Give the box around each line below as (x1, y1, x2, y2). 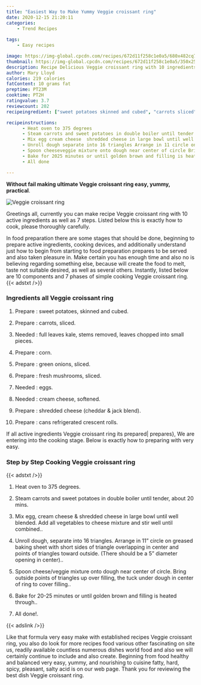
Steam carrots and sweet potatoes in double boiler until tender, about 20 (14, 495, 194, 502)
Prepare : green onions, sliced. (14, 360, 91, 368)
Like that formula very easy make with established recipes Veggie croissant (6, 633, 193, 641)
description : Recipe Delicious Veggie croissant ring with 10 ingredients (6, 64, 197, 70)
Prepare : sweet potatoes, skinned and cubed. (14, 307, 129, 315)
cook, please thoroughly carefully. (6, 223, 90, 230)
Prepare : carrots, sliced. (14, 319, 76, 326)
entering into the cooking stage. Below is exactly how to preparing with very (6, 436, 194, 444)
